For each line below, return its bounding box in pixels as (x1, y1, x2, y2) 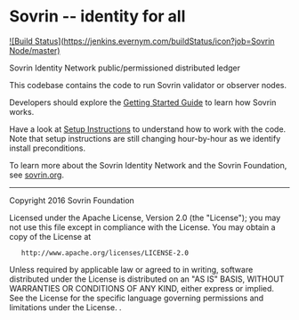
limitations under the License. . (9, 301, 122, 313)
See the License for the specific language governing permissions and (9, 292, 264, 303)
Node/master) (9, 45, 61, 55)
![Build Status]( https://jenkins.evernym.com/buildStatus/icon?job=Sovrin (9, 36, 275, 46)
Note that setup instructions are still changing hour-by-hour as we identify (9, 133, 281, 144)
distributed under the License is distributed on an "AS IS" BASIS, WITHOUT (9, 274, 285, 284)
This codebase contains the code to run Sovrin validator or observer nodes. (9, 79, 287, 90)
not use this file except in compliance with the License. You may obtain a (9, 221, 276, 233)
